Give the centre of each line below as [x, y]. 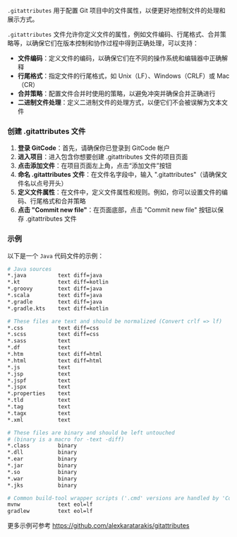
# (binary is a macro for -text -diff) [66, 439]
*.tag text [39, 407]
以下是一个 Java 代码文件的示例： [56, 255]
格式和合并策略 [64, 201]
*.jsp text [39, 374]
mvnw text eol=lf [50, 504]
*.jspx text [39, 387]
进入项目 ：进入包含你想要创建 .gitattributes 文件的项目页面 [103, 157]
